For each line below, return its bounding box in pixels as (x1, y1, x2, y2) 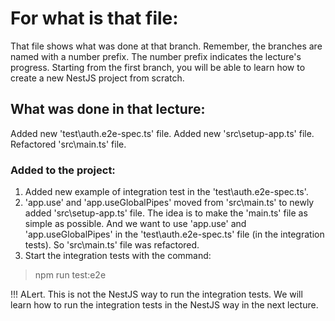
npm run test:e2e (34, 269, 107, 281)
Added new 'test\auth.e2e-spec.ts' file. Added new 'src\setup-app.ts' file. (10, 127, 315, 139)
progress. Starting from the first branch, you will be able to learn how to (10, 61, 306, 73)
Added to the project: (10, 163, 116, 177)
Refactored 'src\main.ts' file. (10, 138, 127, 150)
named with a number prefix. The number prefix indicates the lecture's (10, 50, 302, 62)
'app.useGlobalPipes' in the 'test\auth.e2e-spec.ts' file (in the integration (24, 228, 325, 241)
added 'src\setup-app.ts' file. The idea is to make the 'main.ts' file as (24, 207, 308, 219)
